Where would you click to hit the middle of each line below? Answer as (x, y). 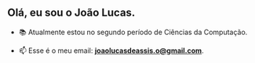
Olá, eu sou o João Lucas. (71, 13)
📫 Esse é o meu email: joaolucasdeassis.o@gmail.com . (111, 51)
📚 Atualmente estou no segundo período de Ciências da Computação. (133, 32)
